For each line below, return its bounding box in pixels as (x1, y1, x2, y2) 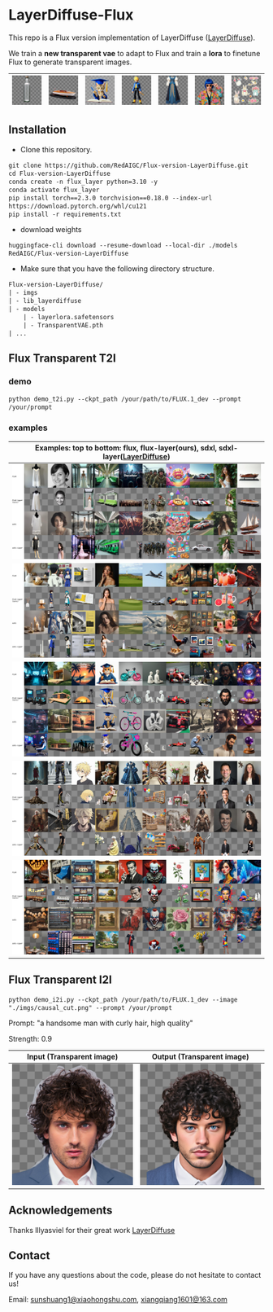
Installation (8, 123, 67, 137)
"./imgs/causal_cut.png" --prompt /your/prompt (8, 1003, 173, 1011)
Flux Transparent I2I (8, 973, 112, 987)
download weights (19, 224, 82, 234)
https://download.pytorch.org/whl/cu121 (8, 202, 148, 210)
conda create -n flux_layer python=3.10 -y (8, 178, 158, 186)
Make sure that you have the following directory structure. (19, 263, 215, 274)
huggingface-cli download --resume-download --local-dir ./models (8, 241, 238, 249)
